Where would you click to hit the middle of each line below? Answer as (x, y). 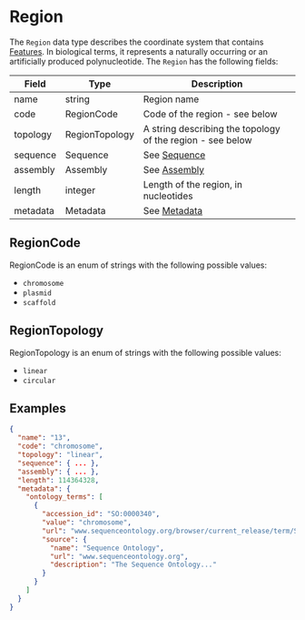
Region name (171, 99)
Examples (38, 408)
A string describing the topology (212, 128)
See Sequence (174, 155)
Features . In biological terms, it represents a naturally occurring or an (138, 51)
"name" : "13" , (44, 438)
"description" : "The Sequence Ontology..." (133, 565)
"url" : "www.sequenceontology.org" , (119, 556)
